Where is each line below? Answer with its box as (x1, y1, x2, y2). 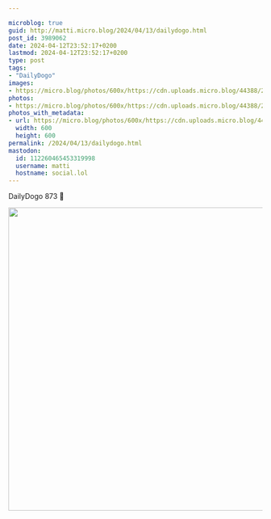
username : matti (15, 162, 70, 170)
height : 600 (15, 132, 56, 140)
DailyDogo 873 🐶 (8, 192, 65, 201)
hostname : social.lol (15, 169, 89, 178)
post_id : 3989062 (8, 34, 67, 42)
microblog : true (8, 19, 63, 27)
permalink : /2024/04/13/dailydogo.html (8, 139, 143, 147)
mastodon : (8, 146, 42, 154)
